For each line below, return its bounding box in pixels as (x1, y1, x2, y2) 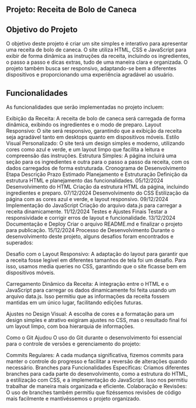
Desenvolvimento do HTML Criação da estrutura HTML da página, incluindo (6, 184, 189, 191)
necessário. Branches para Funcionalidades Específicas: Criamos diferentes (6, 364, 190, 371)
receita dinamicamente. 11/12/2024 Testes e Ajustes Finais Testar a (6, 208, 168, 215)
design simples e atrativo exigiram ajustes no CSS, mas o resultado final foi (6, 317, 187, 324)
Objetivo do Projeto (6, 25, 78, 34)
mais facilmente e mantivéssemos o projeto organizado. (6, 395, 141, 402)
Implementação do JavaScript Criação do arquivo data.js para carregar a (6, 202, 182, 209)
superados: (6, 239, 33, 246)
